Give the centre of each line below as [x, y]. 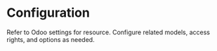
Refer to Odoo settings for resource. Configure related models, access [108, 32]
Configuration [48, 13]
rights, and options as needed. [51, 39]
